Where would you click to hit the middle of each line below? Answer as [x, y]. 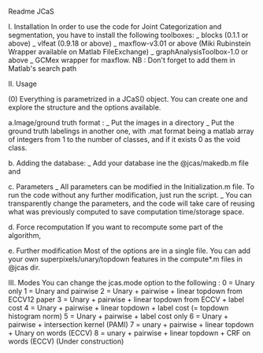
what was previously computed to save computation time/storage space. [126, 212]
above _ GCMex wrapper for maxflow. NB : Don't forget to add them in [122, 60]
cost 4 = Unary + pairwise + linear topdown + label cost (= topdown [119, 308]
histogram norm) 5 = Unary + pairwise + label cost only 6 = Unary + [119, 316]
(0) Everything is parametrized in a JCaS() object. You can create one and [128, 99]
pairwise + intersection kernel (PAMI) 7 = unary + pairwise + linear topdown [131, 325]
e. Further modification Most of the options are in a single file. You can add [129, 251]
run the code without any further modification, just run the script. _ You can [130, 195]
